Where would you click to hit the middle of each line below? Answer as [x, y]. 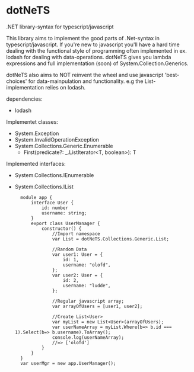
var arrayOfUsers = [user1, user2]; [98, 306]
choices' [17, 81]
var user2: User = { [78, 275]
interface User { [52, 203]
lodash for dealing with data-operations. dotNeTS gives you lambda [89, 57]
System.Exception [37, 133]
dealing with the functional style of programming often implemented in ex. [96, 50]
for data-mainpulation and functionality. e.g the [86, 81]
